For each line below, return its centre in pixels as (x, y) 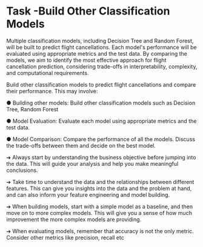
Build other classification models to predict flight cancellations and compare (101, 84)
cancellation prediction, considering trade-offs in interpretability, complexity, (102, 66)
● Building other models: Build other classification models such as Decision (101, 103)
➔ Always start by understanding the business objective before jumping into (101, 157)
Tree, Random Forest (32, 109)
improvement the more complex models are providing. (74, 219)
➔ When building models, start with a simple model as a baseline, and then (100, 206)
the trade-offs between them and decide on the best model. (81, 145)
